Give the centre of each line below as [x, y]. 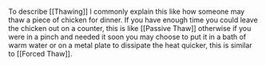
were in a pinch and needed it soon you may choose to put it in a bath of [127, 37]
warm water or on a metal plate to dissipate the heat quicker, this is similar [131, 45]
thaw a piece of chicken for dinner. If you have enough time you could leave [133, 20]
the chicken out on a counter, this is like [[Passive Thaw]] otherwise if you [130, 28]
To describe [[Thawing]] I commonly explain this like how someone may [127, 12]
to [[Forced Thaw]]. [40, 54]
